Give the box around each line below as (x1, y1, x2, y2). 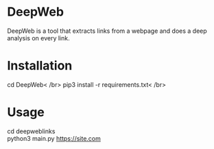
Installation (7, 58, 73, 74)
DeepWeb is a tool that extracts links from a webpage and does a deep (7, 27, 207, 35)
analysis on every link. (7, 33, 70, 42)
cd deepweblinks (7, 127, 56, 135)
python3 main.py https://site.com (7, 134, 102, 142)
